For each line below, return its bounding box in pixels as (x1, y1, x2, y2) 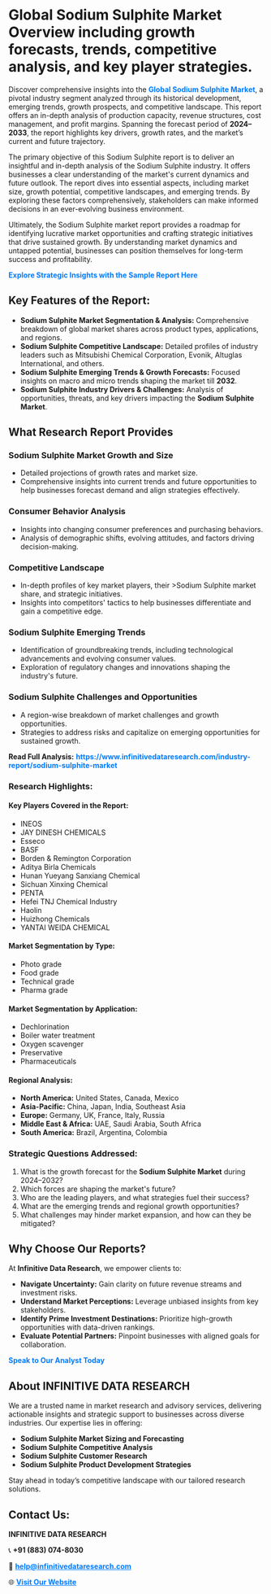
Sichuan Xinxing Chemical (19, 879, 108, 889)
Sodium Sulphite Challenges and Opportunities (8, 692, 198, 703)
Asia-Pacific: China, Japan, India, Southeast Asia (19, 1102, 187, 1111)
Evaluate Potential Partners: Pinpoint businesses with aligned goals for (19, 1331, 260, 1341)
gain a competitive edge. (19, 606, 104, 616)
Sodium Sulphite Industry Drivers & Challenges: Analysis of (19, 384, 224, 394)
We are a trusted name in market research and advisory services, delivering (8, 1401, 262, 1411)
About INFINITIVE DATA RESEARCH (8, 1379, 191, 1393)
